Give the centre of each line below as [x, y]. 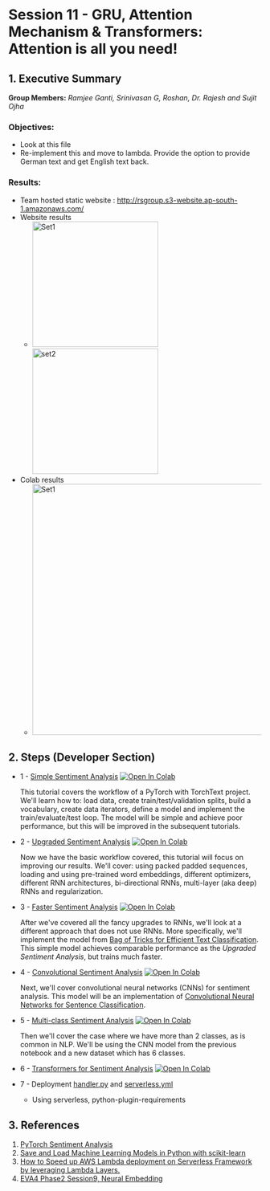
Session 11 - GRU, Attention [100, 15]
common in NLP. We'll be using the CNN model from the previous [128, 1045]
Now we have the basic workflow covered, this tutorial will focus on [131, 858]
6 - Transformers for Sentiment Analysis [86, 1069]
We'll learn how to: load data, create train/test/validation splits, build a [135, 801]
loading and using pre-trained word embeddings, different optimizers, [135, 875]
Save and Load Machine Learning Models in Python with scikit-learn [133, 1153]
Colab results [42, 479]
